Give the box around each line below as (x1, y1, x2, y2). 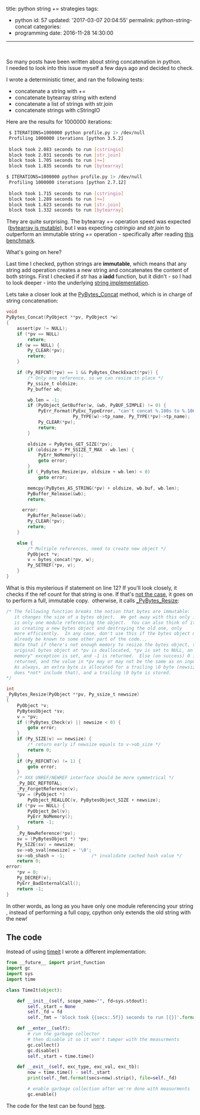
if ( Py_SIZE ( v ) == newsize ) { (17, 736, 92, 742)
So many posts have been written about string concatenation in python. (6, 58, 182, 65)
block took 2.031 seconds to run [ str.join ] (8, 152, 121, 158)
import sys (6, 971, 33, 977)
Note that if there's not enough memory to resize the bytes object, (14, 642, 190, 648)
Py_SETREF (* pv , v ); (27, 562, 76, 568)
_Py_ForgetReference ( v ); (17, 786, 79, 792)
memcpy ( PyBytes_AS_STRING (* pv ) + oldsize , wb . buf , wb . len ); (27, 485, 180, 491)
